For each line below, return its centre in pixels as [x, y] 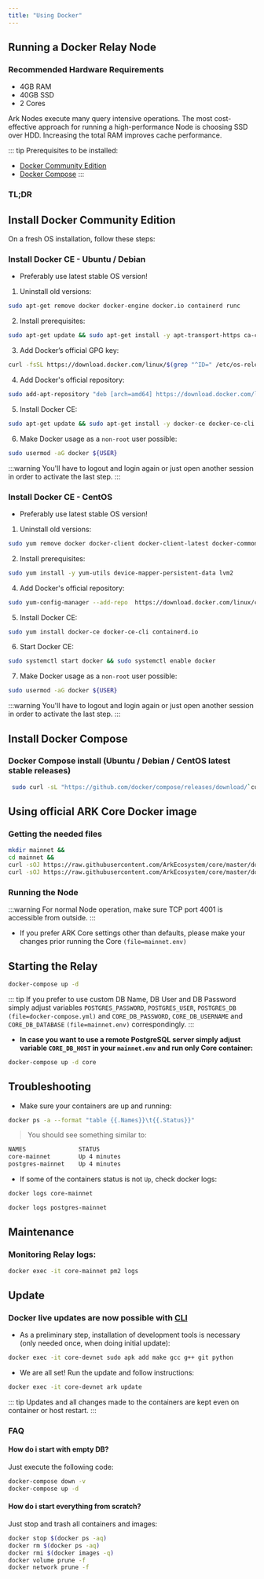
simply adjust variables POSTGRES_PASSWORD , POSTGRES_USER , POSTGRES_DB [123, 1008]
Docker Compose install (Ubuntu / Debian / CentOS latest [119, 761]
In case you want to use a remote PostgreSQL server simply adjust [130, 1039]
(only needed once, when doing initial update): [95, 1343]
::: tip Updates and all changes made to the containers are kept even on [124, 1402]
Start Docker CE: [47, 647]
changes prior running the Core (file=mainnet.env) [103, 942]
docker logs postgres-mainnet [58, 1207]
